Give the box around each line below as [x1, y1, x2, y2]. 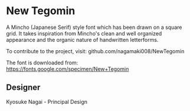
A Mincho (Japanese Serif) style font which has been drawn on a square [6, 24, 182, 31]
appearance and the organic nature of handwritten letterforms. [6, 36, 159, 43]
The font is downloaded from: [6, 59, 78, 66]
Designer [6, 83, 41, 93]
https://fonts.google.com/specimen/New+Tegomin [6, 65, 129, 72]
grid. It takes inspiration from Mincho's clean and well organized [6, 30, 162, 37]
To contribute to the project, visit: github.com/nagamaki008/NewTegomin [6, 47, 185, 54]
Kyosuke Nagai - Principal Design [6, 98, 87, 105]
